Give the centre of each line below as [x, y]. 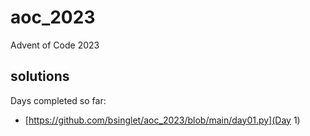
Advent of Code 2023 [55, 45]
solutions [40, 76]
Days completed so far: [58, 100]
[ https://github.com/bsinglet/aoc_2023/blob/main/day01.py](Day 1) [162, 120]
